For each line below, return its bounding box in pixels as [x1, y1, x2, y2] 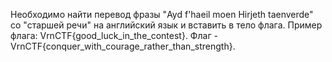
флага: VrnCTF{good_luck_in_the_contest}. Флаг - [10, 30, 218, 41]
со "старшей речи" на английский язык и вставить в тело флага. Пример [10, 19, 323, 31]
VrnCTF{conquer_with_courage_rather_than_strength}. [10, 40, 236, 52]
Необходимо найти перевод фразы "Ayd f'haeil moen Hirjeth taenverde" [10, 9, 314, 20]
